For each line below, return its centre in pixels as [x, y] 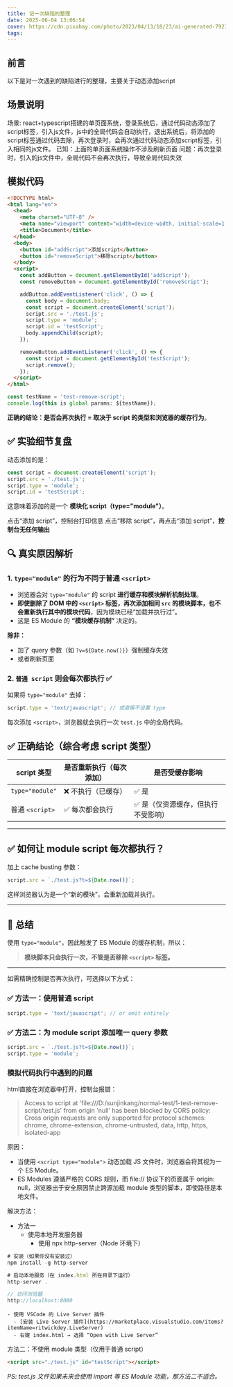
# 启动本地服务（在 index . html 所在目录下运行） [70, 1275]
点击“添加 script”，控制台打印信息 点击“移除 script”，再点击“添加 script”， [113, 521]
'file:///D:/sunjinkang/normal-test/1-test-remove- [149, 1103]
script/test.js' [43, 1110]
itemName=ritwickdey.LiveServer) [55, 1328]
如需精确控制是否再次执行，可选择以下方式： [71, 979]
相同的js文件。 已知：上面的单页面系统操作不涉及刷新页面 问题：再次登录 [117, 149]
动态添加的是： [28, 460]
